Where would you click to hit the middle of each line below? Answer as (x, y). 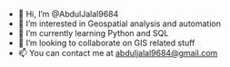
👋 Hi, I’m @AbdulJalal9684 (68, 14)
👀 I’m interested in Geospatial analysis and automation (119, 24)
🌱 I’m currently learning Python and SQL (93, 33)
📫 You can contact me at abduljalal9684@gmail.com (118, 53)
